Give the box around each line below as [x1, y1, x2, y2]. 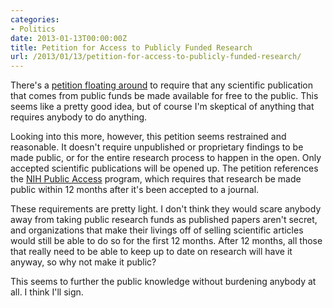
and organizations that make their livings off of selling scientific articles [10, 224, 304, 236]
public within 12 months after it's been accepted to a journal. [10, 184, 260, 196]
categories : [10, 14, 60, 25]
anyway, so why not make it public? [10, 256, 157, 268]
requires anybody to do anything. [10, 111, 148, 123]
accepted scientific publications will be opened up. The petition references [10, 162, 319, 175]
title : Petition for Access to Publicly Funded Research [10, 42, 253, 53]
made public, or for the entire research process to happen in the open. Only [10, 152, 322, 164]
